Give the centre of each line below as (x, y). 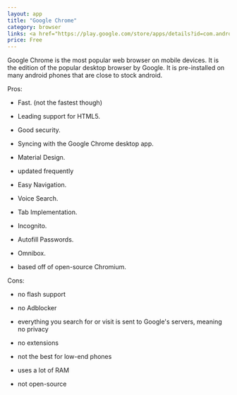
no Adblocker (37, 308)
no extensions (38, 343)
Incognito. (32, 226)
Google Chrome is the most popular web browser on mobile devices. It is (113, 60)
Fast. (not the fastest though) (60, 102)
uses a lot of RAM (43, 370)
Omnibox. (31, 253)
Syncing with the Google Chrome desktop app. (85, 144)
